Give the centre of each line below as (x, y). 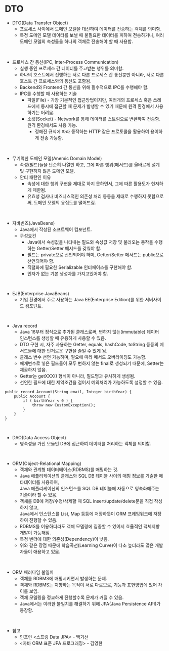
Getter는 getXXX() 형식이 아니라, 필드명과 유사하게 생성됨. (77, 376)
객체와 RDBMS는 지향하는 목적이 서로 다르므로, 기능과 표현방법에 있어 (88, 585)
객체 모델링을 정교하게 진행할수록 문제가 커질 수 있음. (72, 597)
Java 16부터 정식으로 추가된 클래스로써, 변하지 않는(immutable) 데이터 (89, 332)
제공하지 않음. (33, 369)
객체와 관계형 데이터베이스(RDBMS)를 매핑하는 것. (69, 469)
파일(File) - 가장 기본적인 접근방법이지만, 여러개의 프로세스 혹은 (90, 100)
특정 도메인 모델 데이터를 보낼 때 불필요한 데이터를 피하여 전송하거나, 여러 (92, 35)
